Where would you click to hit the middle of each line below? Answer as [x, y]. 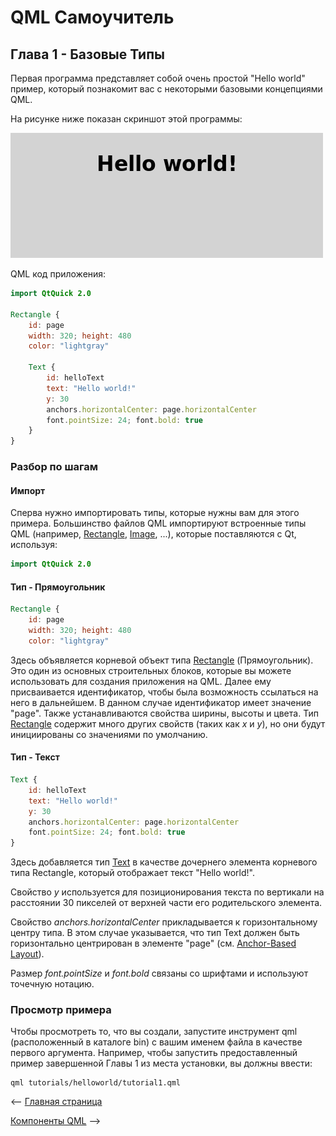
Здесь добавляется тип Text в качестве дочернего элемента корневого [164, 862]
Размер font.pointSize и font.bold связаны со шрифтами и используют [159, 973]
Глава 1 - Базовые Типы [88, 54]
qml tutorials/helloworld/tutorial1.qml [96, 1083]
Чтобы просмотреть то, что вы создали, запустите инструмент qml [154, 1032]
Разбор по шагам [54, 467]
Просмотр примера [61, 1010]
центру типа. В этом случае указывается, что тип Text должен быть [155, 933]
